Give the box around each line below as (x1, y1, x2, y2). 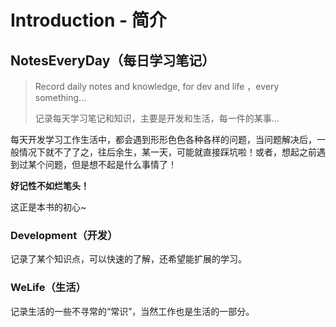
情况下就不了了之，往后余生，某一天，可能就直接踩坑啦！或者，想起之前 (18, 146, 317, 158)
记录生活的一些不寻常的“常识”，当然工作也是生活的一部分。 (10, 305, 255, 317)
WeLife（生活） (10, 281, 87, 295)
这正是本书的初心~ (10, 201, 87, 213)
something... (34, 92, 87, 103)
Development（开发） (10, 228, 118, 242)
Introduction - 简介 (10, 9, 167, 32)
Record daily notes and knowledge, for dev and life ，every (34, 81, 280, 92)
